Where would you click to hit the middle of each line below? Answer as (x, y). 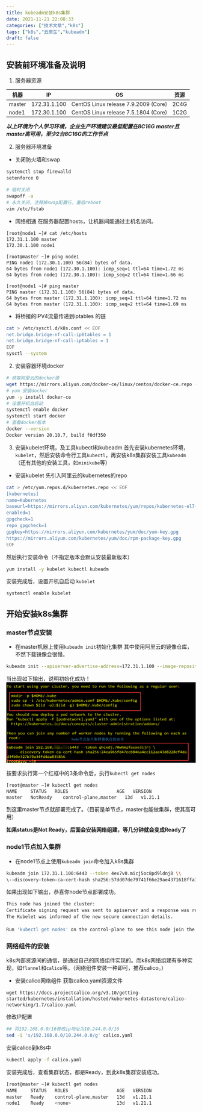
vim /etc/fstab (25, 209)
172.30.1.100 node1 (31, 245)
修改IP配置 (19, 1017)
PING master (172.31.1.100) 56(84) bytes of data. (71, 292)
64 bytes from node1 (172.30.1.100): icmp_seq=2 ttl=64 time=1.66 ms (95, 275)
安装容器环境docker (39, 366)
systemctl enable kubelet (38, 593)
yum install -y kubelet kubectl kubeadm (58, 569)
